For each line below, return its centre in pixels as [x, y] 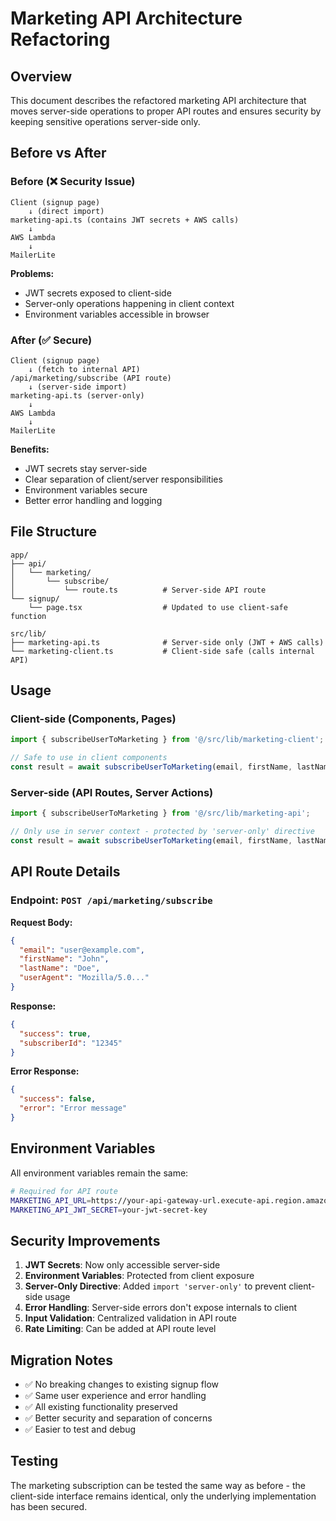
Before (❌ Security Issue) [73, 182]
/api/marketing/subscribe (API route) [91, 378]
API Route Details [65, 872]
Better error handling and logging [93, 500]
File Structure [53, 532]
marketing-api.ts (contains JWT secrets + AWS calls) [125, 220]
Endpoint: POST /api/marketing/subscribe [111, 900]
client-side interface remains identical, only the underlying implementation [163, 1496]
